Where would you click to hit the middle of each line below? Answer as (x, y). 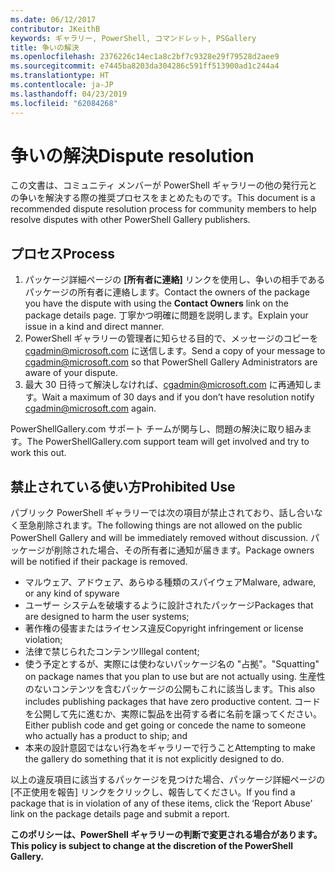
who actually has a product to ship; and (106, 736)
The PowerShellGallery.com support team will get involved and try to (168, 442)
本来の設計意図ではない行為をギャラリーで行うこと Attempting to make (170, 748)
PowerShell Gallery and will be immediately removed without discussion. (159, 538)
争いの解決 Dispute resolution (132, 155)
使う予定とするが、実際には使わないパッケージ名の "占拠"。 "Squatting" (172, 664)
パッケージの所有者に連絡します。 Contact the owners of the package (167, 292)
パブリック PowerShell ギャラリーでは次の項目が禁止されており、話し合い (162, 513)
